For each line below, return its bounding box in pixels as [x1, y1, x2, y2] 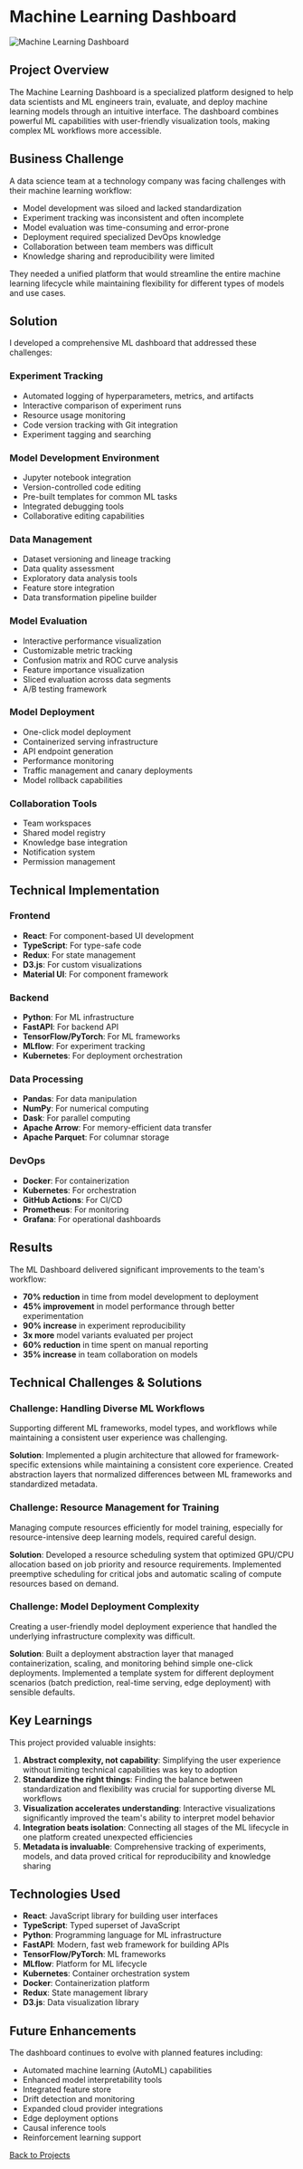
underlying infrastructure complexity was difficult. [9, 1630, 196, 1641]
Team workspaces [22, 817, 92, 829]
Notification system [22, 846, 96, 857]
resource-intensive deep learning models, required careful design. [9, 1532, 257, 1543]
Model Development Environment [9, 451, 160, 463]
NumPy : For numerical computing [22, 1103, 149, 1114]
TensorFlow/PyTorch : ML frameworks [22, 1949, 166, 1960]
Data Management [9, 532, 93, 545]
